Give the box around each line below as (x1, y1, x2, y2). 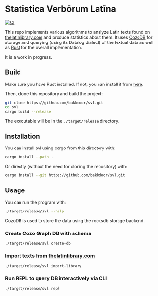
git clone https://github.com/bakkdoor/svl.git (5, 100, 104, 105)
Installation (5, 132, 40, 140)
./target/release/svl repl (5, 286, 60, 291)
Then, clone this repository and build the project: (5, 90, 103, 96)
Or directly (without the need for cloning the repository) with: (5, 164, 128, 169)
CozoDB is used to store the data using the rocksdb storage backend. (5, 217, 145, 223)
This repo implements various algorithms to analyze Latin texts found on (5, 29, 150, 35)
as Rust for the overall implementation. (5, 44, 83, 50)
